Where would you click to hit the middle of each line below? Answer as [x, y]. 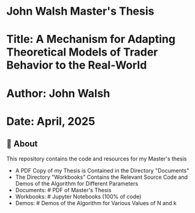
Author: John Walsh [58, 93]
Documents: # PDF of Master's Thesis [63, 190]
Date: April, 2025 [51, 121]
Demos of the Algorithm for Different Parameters [77, 183]
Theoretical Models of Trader [82, 52]
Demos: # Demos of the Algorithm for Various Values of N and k [96, 203]
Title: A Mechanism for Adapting [91, 39]
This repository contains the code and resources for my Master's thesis [97, 159]
